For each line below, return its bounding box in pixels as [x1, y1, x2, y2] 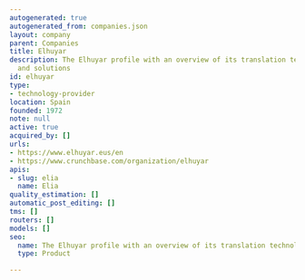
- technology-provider [9, 89, 95, 98]
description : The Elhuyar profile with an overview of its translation [9, 55, 286, 64]
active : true [9, 123, 59, 132]
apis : [9, 165, 30, 174]
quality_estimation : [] [9, 190, 100, 199]
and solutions [17, 64, 71, 73]
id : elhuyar [9, 72, 54, 82]
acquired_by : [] [9, 131, 71, 140]
